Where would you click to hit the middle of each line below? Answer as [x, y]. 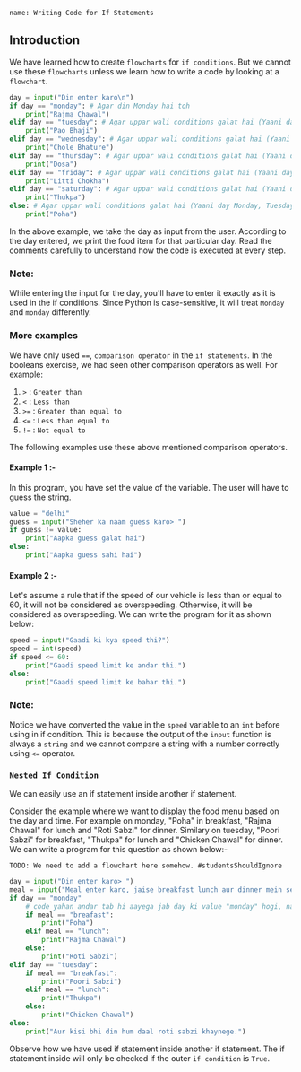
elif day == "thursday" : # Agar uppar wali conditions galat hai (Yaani [148, 156]
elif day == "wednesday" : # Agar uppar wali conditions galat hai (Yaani [150, 139]
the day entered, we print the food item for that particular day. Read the [141, 240]
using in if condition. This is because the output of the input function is [140, 734]
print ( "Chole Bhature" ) [70, 148]
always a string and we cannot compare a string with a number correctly [145, 744]
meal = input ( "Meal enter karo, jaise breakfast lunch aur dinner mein [146, 889]
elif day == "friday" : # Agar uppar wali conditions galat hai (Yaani [144, 172]
